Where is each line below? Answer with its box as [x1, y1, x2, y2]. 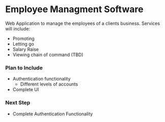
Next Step [5, 99, 30, 106]
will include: [5, 25, 30, 31]
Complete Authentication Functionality [12, 110, 93, 117]
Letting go [12, 40, 35, 47]
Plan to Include [5, 64, 43, 71]
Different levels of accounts [20, 81, 78, 87]
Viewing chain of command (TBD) [12, 52, 84, 58]
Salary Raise [12, 46, 39, 52]
